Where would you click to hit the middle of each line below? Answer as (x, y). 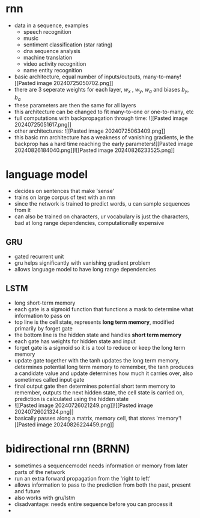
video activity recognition (55, 64)
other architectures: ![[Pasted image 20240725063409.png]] (90, 131)
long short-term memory (45, 303)
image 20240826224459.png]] (76, 425)
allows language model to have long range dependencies (85, 270)
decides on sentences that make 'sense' (64, 191)
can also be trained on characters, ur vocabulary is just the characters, (102, 216)
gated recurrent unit (39, 257)
